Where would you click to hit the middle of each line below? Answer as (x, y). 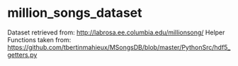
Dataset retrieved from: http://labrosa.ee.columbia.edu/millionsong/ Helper (116, 32)
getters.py (22, 55)
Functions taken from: (39, 39)
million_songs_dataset (75, 13)
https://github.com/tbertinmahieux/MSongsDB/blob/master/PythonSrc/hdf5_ (119, 47)
